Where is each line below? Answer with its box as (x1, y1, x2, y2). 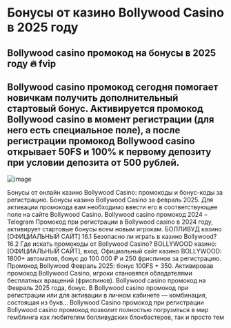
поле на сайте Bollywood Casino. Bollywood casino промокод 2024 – (7, 211, 208, 219)
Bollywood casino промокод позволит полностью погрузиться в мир (7, 306, 209, 314)
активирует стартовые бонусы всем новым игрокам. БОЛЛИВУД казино (7, 225, 222, 233)
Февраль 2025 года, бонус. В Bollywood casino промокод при (7, 284, 189, 292)
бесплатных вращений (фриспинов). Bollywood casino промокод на (7, 276, 206, 284)
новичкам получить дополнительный (7, 92, 179, 104)
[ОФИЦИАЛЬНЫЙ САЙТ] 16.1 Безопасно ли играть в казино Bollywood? (7, 233, 217, 241)
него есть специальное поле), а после (7, 124, 181, 136)
